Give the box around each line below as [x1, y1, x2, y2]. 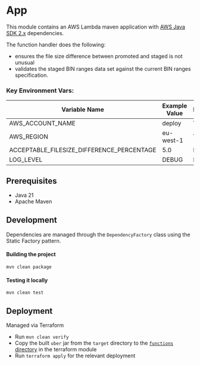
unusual [14, 59, 35, 66]
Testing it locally [6, 276, 48, 284]
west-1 [162, 136, 183, 144]
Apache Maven [14, 198, 52, 205]
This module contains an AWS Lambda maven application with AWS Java [6, 23, 186, 30]
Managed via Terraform [6, 322, 64, 329]
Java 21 [14, 191, 34, 199]
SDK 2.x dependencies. [6, 29, 64, 36]
